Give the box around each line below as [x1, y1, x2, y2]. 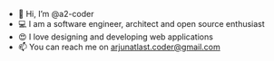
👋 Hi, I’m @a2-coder [17, 9, 94, 19]
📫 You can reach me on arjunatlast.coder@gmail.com [17, 41, 220, 52]
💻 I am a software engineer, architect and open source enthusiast [17, 19, 265, 29]
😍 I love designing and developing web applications [17, 31, 213, 42]
